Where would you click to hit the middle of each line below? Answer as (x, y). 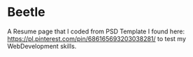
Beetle (26, 12)
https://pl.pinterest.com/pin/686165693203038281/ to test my (97, 38)
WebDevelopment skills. (42, 46)
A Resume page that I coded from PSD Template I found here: (96, 31)
